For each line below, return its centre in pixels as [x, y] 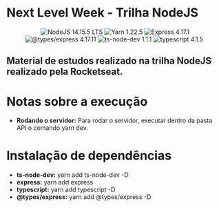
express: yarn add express [55, 182]
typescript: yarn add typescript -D [66, 190]
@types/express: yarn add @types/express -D [84, 197]
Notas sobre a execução [77, 101]
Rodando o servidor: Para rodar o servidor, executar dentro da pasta [114, 121]
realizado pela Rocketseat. [65, 72]
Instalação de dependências [89, 156]
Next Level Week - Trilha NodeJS [103, 13]
